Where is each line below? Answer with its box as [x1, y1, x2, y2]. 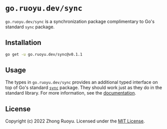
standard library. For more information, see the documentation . [5, 90, 137, 96]
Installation [5, 38, 41, 47]
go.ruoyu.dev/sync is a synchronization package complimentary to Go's [5, 18, 155, 24]
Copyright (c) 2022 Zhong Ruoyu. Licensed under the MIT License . [5, 118, 145, 124]
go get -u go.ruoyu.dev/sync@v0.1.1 [5, 52, 82, 57]
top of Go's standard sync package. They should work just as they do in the [5, 84, 162, 91]
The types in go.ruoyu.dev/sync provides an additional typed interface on [5, 79, 158, 85]
